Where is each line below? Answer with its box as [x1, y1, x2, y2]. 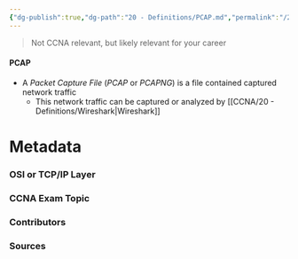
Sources [9, 239, 46, 252]
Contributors [9, 216, 67, 228]
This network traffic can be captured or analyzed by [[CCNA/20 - [35, 96, 275, 106]
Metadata [9, 137, 82, 157]
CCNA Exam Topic [9, 192, 90, 204]
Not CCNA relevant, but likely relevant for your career [30, 37, 227, 48]
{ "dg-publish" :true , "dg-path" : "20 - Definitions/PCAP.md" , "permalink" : [9, 12, 279, 22]
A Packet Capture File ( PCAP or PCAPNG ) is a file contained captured [21, 77, 278, 88]
